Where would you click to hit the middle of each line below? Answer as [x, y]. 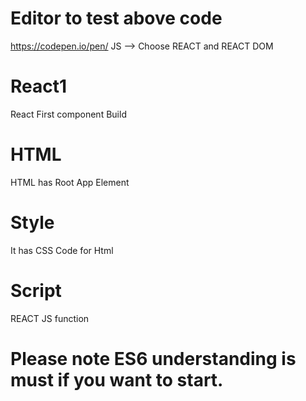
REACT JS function [50, 318]
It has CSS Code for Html [62, 250]
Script [36, 290]
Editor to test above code [116, 18]
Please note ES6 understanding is [153, 358]
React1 [39, 86]
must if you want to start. [117, 379]
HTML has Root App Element [70, 182]
